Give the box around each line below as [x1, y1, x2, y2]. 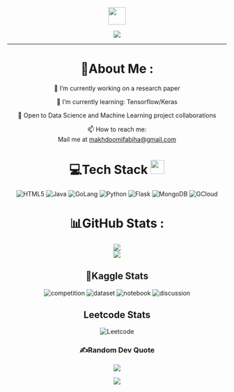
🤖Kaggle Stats [86, 270, 148, 282]
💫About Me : [80, 61, 154, 77]
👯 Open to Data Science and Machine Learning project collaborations [17, 111, 217, 119]
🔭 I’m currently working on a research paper [54, 84, 180, 92]
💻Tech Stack [69, 162, 148, 177]
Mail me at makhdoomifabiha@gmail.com [58, 135, 176, 143]
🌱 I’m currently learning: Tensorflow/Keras [56, 97, 178, 106]
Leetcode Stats [83, 309, 151, 321]
